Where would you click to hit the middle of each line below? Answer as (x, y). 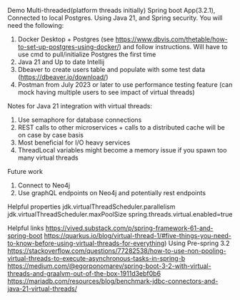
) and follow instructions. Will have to (173, 47)
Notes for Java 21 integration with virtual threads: (80, 106)
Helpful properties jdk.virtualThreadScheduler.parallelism (91, 207)
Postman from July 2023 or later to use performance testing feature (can (125, 84)
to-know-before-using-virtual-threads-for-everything (86, 243)
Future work (25, 171)
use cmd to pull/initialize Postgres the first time (87, 54)
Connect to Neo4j (44, 185)
